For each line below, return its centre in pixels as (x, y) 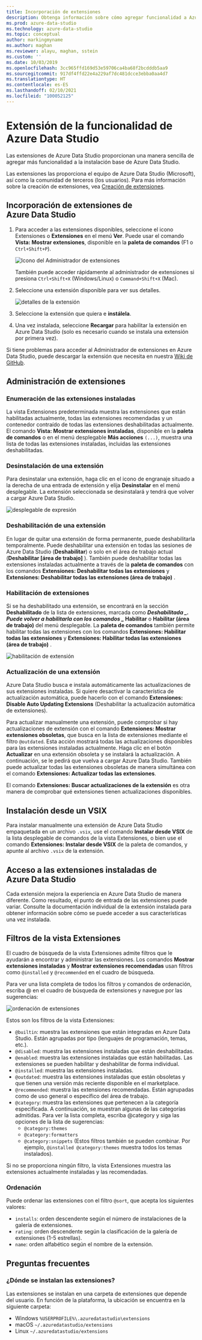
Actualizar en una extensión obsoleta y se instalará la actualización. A (93, 755)
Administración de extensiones (66, 381)
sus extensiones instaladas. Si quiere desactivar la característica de (90, 691)
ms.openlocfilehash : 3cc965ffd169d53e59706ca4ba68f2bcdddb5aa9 (87, 68)
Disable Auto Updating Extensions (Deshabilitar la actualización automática (101, 704)
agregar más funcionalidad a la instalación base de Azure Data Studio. (93, 162)
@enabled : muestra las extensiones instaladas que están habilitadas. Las (104, 1058)
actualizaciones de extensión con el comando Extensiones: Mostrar (91, 729)
